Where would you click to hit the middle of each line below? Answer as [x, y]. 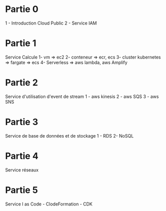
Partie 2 [22, 83]
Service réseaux [22, 170]
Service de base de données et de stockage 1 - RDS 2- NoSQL [69, 135]
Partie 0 [22, 9]
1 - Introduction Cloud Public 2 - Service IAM [51, 23]
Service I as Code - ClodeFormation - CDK [49, 204]
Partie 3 [22, 122]
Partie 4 [22, 156]
